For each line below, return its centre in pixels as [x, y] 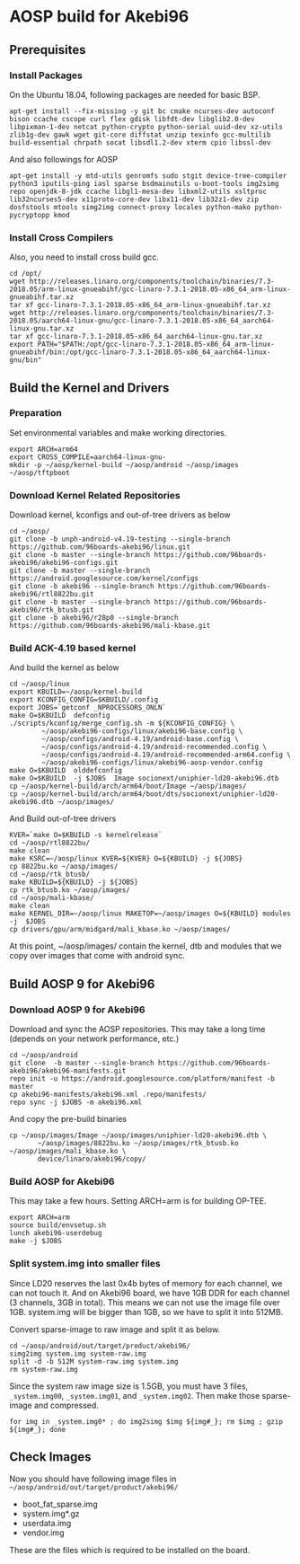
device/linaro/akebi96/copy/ [92, 1159]
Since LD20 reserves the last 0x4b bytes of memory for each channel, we [146, 1283]
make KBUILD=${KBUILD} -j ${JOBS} [74, 882]
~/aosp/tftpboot [40, 473]
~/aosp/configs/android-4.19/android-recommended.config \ [154, 747]
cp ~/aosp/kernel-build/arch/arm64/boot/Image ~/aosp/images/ [128, 786]
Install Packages [46, 75]
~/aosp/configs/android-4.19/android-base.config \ [141, 739]
